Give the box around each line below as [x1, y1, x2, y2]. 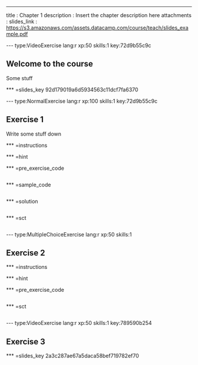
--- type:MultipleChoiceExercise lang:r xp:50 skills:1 [6, 231, 132, 238]
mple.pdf [6, 31, 28, 37]
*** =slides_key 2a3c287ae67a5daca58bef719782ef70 [6, 352, 140, 360]
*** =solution [6, 198, 38, 205]
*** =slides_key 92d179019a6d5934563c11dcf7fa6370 [6, 86, 138, 93]
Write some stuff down [6, 130, 62, 137]
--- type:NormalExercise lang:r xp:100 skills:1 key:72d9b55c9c [6, 97, 158, 104]
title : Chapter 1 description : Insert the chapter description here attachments [6, 12, 192, 18]
